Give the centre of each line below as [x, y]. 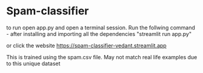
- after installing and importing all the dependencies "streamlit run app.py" [99, 34]
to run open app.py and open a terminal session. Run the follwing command [101, 28]
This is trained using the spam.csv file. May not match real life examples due [102, 57]
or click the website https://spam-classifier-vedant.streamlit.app [86, 45]
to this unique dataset [33, 63]
